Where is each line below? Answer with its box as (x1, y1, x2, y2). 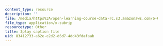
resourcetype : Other (5, 25, 47, 30)
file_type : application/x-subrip (5, 20, 73, 25)
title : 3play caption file (5, 29, 60, 34)
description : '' (5, 11, 38, 16)
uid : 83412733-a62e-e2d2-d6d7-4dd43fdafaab (5, 34, 95, 39)
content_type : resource (5, 7, 53, 12)
